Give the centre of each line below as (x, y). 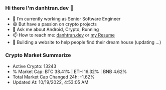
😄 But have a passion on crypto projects (54, 24)
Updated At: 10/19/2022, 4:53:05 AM (50, 82)
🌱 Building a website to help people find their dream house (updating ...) (87, 42)
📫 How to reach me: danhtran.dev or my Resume (64, 35)
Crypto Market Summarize (38, 55)
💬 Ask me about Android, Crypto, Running (56, 29)
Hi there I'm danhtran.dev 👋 (39, 8)
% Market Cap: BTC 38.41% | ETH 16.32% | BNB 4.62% (69, 71)
